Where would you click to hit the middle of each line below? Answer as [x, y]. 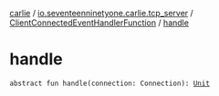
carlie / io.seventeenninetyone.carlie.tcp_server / [101, 13]
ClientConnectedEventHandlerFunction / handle [99, 23]
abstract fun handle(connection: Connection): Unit [109, 83]
